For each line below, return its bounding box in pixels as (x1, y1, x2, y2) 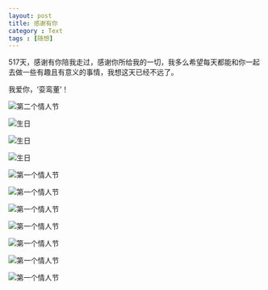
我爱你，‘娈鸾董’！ (8, 85, 69, 94)
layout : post (8, 11, 52, 20)
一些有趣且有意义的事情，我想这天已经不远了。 (22, 68, 178, 77)
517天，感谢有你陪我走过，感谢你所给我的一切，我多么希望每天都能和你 (8, 57, 246, 67)
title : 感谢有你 (8, 19, 58, 27)
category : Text (8, 27, 63, 35)
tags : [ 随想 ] (8, 34, 54, 43)
